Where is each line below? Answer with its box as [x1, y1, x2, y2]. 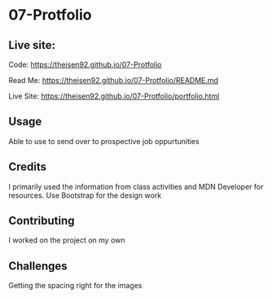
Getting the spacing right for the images [8, 281, 143, 291]
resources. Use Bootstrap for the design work [8, 190, 162, 200]
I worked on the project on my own [8, 235, 125, 245]
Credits [8, 160, 47, 174]
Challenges [8, 259, 68, 273]
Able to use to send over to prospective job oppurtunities [8, 136, 200, 146]
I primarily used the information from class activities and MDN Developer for [8, 182, 264, 191]
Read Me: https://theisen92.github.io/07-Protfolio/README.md [8, 76, 218, 85]
